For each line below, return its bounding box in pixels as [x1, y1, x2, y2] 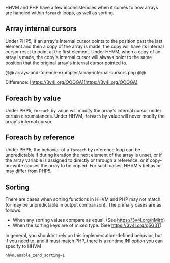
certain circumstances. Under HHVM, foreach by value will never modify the [5, 113, 165, 119]
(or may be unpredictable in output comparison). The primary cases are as [5, 202, 162, 208]
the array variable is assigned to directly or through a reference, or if [5, 157, 149, 163]
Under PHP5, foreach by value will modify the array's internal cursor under [5, 107, 162, 113]
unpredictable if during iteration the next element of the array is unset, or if [5, 152, 162, 158]
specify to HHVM [5, 243, 42, 249]
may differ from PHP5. [5, 168, 52, 174]
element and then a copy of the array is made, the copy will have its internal [5, 43, 164, 49]
